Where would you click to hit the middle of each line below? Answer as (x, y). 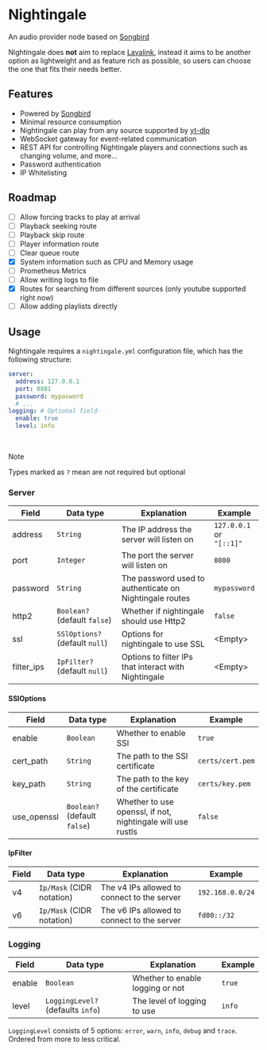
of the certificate (147, 789)
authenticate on (151, 589)
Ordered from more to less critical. (65, 1039)
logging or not (159, 988)
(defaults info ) (73, 1010)
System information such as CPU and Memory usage (106, 261)
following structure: (40, 359)
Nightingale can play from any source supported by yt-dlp (115, 130)
